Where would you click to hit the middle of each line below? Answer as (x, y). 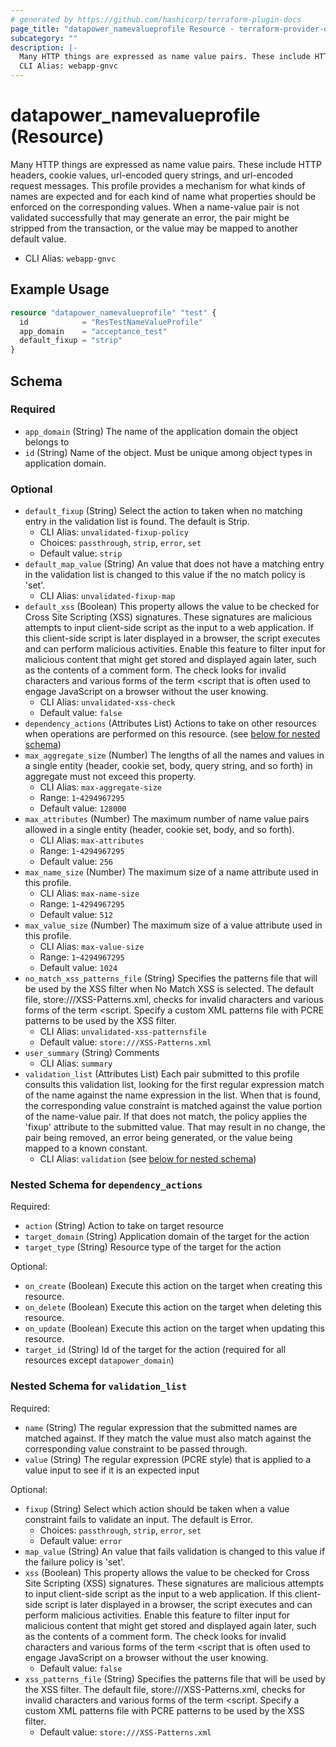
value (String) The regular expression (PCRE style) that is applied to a (168, 1459)
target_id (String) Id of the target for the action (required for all (155, 1350)
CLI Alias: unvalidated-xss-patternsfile (123, 1032)
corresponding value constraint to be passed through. (136, 1448)
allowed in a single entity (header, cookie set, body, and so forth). (159, 830)
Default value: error (81, 1540)
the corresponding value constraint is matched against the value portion (173, 1106)
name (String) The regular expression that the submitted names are (161, 1427)
